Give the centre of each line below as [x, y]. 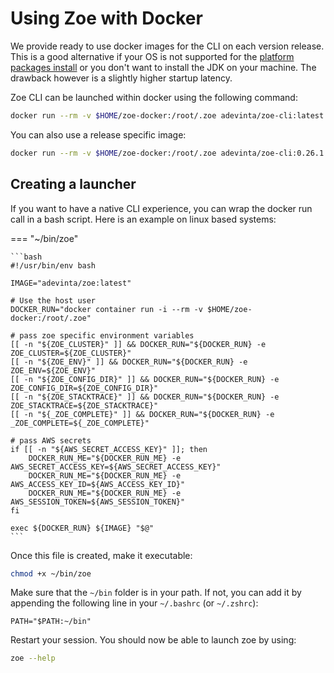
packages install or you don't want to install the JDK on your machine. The [163, 67]
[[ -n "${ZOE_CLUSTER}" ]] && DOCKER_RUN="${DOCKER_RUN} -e [138, 344]
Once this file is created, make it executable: [101, 555]
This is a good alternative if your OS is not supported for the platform [152, 56]
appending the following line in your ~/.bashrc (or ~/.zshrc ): [134, 603]
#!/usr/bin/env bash [53, 265]
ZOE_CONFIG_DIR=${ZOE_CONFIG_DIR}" [84, 388]
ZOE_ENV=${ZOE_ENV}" [53, 370]
